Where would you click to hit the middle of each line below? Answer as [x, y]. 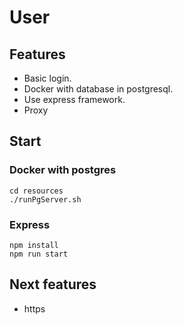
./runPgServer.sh [45, 199]
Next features [53, 284]
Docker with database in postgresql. [98, 89]
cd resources [36, 191]
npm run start [39, 254]
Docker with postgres [63, 170]
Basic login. [47, 78]
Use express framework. [74, 99]
